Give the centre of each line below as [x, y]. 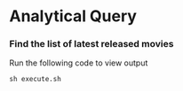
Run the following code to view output [79, 63]
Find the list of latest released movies [91, 44]
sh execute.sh [36, 80]
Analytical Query [73, 16]
